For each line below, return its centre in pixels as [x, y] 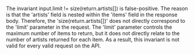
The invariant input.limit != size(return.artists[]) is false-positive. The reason [97, 8]
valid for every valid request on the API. [53, 46]
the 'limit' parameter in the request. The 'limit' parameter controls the [89, 27]
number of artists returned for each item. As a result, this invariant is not [93, 39]
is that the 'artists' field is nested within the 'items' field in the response [92, 15]
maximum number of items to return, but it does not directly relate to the [93, 33]
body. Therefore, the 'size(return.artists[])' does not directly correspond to [96, 21]
